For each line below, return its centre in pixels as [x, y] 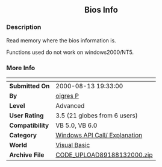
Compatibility [29, 125]
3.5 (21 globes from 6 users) [97, 116]
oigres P [67, 96]
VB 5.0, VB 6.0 [76, 125]
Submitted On [30, 86]
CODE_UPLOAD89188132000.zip [104, 155]
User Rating [26, 116]
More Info [21, 68]
